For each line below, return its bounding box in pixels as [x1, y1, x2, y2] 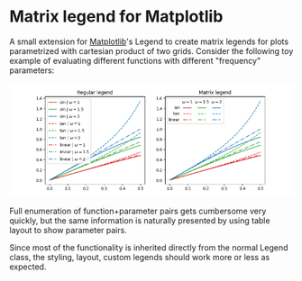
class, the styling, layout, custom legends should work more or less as [9, 251, 270, 262]
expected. [9, 261, 47, 272]
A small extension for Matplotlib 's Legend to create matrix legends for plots [9, 36, 289, 47]
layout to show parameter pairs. [9, 224, 128, 235]
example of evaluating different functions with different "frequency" [9, 55, 261, 66]
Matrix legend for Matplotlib [9, 6, 224, 27]
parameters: [9, 65, 55, 76]
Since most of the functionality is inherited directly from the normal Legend [9, 241, 288, 253]
